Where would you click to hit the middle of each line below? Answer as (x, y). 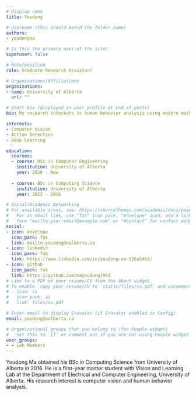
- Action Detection (30, 135)
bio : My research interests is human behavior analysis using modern (92, 113)
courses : (22, 156)
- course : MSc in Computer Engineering (60, 161)
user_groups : (22, 340)
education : (19, 151)
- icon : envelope (27, 232)
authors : (17, 33)
